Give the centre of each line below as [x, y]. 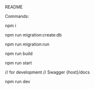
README [14, 7]
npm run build [19, 53]
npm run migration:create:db [33, 35]
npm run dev [18, 82]
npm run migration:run [27, 44]
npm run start [19, 63]
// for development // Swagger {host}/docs [47, 72]
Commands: [17, 16]
